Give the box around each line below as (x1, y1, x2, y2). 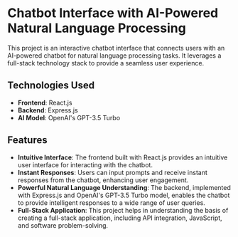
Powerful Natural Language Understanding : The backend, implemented (17, 183, 231, 191)
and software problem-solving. (17, 221, 109, 229)
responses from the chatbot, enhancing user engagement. (17, 176, 189, 184)
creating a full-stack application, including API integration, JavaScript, (17, 214, 222, 222)
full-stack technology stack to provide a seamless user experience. (7, 58, 205, 67)
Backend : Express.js (17, 105, 78, 115)
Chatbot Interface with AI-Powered (7, 5, 219, 21)
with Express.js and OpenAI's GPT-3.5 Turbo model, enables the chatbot (17, 191, 230, 199)
